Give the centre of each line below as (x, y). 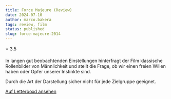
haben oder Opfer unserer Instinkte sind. (48, 72)
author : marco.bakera (28, 19)
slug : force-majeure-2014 (33, 34)
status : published (25, 29)
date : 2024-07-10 (24, 15)
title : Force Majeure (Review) (39, 10)
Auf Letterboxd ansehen (31, 91)
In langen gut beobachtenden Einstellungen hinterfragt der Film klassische (84, 61)
